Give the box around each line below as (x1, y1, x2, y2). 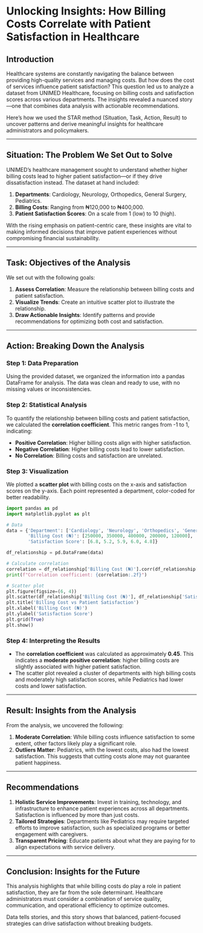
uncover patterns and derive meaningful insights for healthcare (6, 120, 164, 128)
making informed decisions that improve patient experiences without (6, 228, 177, 235)
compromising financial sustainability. (6, 234, 100, 241)
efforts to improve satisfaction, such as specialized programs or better (14, 824, 190, 831)
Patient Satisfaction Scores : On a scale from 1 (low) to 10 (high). (14, 210, 176, 217)
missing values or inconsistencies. (6, 385, 92, 393)
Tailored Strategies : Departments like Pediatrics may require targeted (14, 817, 189, 825)
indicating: (6, 427, 33, 434)
